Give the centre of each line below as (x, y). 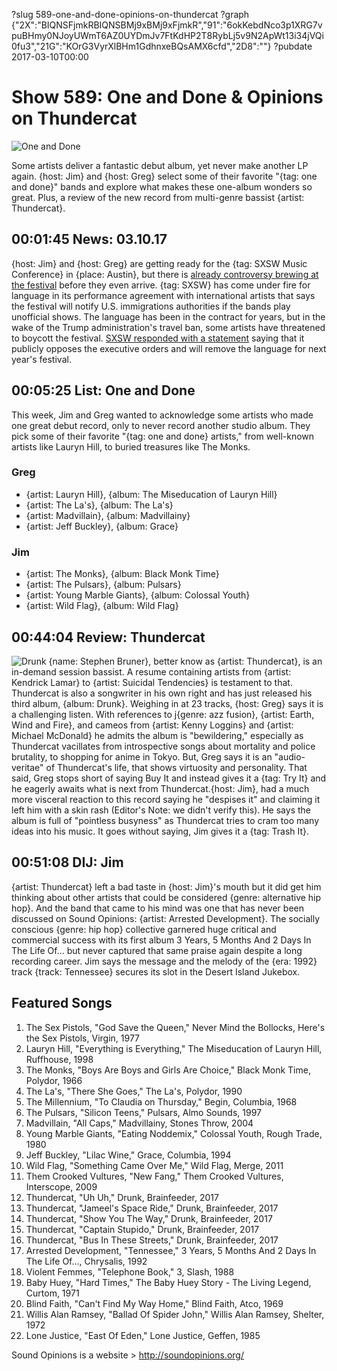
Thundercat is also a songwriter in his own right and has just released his (162, 693)
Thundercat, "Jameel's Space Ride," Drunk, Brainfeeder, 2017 (152, 1208)
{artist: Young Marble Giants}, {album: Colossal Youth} (138, 595)
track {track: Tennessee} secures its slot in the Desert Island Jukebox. (156, 971)
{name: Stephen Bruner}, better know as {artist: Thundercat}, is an (185, 661)
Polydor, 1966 (54, 1080)
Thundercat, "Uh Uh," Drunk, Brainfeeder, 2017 (122, 1197)
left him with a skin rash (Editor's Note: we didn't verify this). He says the (161, 810)
